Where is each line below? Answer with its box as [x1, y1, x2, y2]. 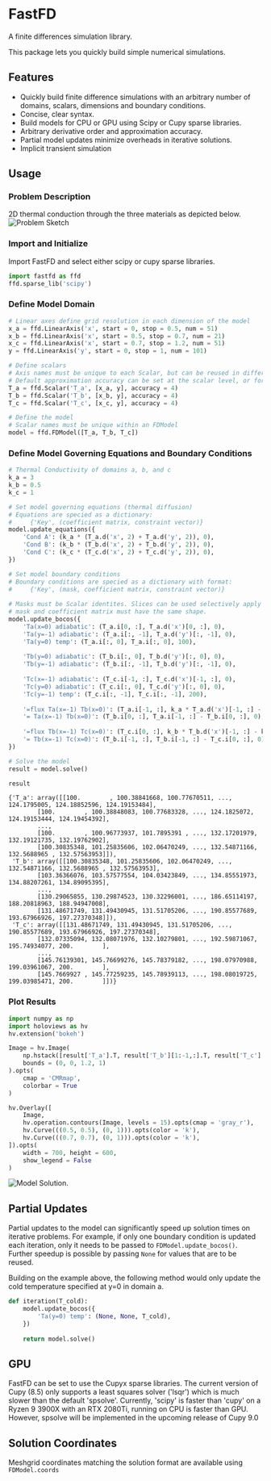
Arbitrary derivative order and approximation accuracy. [19, 126, 203, 136]
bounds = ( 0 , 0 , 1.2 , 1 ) [23, 1059, 106, 1068]
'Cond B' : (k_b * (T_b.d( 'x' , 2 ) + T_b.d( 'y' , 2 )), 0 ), [23, 541, 215, 549]
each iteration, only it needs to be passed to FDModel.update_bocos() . [8, 1240, 238, 1250]
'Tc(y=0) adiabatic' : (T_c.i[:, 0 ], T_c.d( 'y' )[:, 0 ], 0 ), [23, 683, 226, 691]
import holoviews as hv [8, 1022, 89, 1030]
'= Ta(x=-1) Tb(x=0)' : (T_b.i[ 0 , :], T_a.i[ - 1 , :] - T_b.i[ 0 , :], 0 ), [23, 713, 265, 721]
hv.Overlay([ [8, 1103, 52, 1112]
